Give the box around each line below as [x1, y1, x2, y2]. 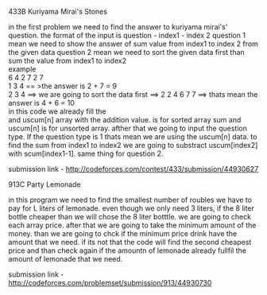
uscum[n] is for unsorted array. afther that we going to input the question [8, 123, 248, 133]
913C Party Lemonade [8, 180, 81, 189]
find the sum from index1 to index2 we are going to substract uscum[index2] [8, 141, 258, 149]
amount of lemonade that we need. [8, 254, 123, 263]
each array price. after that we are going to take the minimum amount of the [8, 220, 257, 230]
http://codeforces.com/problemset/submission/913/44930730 [8, 278, 212, 287]
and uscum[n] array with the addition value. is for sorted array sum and [8, 115, 242, 124]
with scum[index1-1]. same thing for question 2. [8, 149, 164, 158]
